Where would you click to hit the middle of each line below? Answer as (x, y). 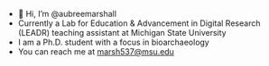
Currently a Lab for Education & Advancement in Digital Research (139, 23)
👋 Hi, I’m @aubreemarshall (67, 14)
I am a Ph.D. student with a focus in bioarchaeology (113, 42)
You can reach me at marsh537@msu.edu (96, 52)
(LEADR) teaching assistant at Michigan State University (122, 33)
